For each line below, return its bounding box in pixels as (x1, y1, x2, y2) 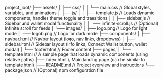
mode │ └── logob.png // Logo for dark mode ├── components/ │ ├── (5, 31, 151, 36)
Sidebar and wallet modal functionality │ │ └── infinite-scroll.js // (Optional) (5, 20, 159, 26)
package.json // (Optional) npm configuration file (5, 67, 104, 73)
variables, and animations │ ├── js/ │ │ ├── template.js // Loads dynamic (5, 10, 155, 16)
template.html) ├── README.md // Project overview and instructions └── (5, 62, 155, 68)
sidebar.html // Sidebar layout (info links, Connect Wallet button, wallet (5, 41, 147, 47)
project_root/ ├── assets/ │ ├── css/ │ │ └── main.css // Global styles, (5, 5, 151, 10)
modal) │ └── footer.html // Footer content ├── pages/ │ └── (5, 47, 131, 52)
